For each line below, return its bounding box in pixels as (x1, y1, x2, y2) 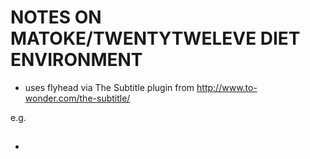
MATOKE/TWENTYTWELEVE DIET (10, 27, 301, 50)
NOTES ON (10, 6, 102, 29)
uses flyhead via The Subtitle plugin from (24, 81, 195, 93)
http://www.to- (196, 81, 258, 93)
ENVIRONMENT (10, 49, 143, 71)
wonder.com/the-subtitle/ (24, 92, 131, 104)
